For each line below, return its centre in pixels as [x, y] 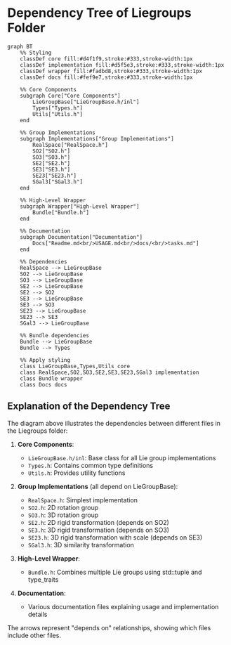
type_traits [43, 579]
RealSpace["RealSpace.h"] [71, 145]
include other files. [34, 635]
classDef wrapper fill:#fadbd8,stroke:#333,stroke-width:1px [111, 71]
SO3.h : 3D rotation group [63, 515]
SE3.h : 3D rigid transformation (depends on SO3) [99, 530]
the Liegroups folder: [38, 431]
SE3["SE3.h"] [52, 169]
